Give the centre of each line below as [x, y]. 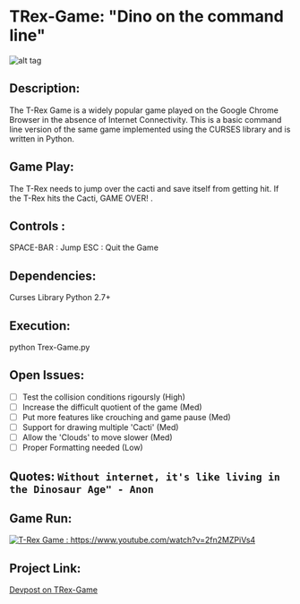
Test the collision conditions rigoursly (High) [104, 397]
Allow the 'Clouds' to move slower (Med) [97, 437]
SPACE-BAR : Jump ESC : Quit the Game [84, 247]
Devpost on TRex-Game [54, 590]
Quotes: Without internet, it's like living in [145, 476]
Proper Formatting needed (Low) [82, 448]
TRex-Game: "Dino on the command [146, 17]
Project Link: [45, 568]
